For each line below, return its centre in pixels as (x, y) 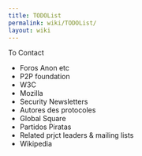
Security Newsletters (54, 102)
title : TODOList (35, 15)
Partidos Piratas (45, 127)
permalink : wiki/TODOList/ (52, 23)
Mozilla (31, 93)
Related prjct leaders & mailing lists (77, 135)
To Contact (26, 53)
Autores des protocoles (58, 110)
